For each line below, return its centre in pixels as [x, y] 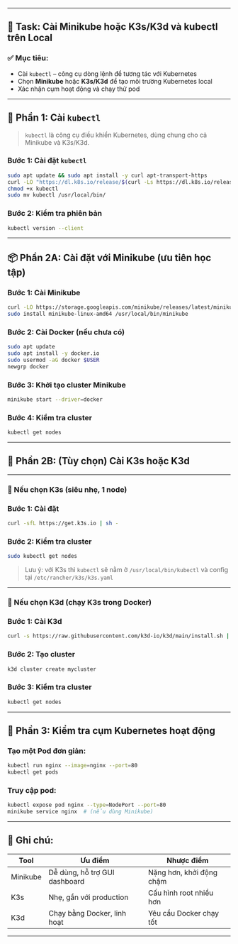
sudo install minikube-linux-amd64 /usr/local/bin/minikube [98, 314]
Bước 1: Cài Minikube [44, 292]
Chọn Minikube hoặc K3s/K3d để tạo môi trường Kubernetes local [115, 81]
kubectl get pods [33, 772]
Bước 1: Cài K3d [35, 621]
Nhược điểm [187, 860]
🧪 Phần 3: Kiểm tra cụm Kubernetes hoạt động [112, 731]
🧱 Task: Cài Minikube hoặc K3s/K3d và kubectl [113, 27]
